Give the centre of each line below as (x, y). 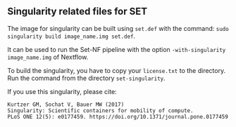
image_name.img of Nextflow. (48, 57)
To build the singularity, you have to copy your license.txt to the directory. (117, 70)
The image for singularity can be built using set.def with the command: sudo (118, 28)
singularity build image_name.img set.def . (72, 36)
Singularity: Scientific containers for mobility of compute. (100, 111)
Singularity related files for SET (77, 12)
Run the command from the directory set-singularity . (86, 78)
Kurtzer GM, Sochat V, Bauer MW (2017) (66, 105)
